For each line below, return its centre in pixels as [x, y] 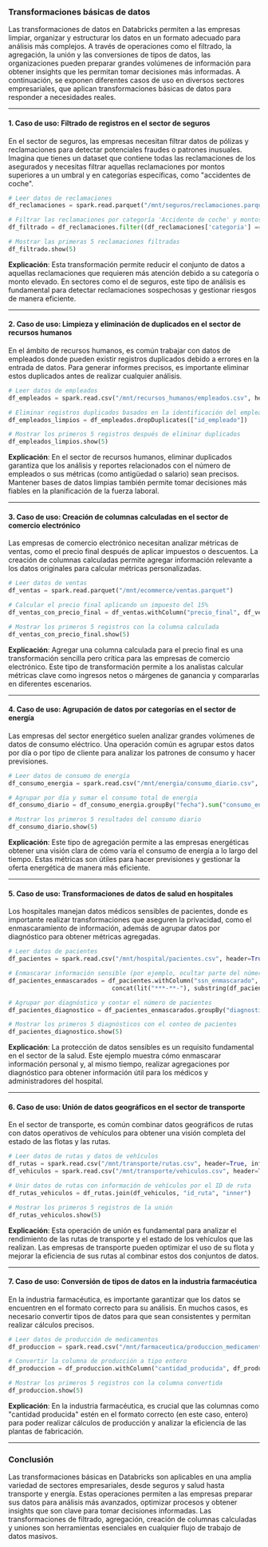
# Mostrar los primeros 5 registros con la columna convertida [116, 1383]
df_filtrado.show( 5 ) [43, 249]
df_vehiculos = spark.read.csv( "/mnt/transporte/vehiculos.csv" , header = [134, 1171]
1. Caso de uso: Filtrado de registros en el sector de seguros [109, 123]
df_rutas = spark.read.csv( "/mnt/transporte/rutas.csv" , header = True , [128, 1164]
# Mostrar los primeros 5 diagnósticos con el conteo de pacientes [123, 1025]
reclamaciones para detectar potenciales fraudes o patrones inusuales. [125, 150]
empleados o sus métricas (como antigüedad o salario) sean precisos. [124, 474]
